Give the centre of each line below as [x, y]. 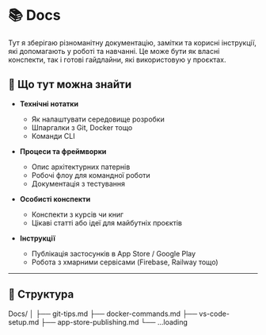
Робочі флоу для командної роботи [91, 175]
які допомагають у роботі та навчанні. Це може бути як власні [114, 51]
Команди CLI [53, 136]
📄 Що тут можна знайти [70, 85]
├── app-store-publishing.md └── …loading [114, 322]
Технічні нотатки [49, 103]
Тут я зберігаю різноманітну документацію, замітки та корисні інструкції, [133, 42]
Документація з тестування [78, 183]
